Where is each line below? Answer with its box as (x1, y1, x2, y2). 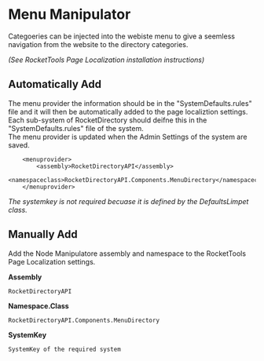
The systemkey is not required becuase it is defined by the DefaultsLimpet (8, 196, 249, 206)
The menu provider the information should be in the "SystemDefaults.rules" (8, 98, 253, 108)
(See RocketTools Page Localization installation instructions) (8, 55, 205, 64)
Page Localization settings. (8, 257, 96, 266)
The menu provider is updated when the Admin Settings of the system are (8, 132, 247, 141)
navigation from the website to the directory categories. (8, 39, 189, 49)
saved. (8, 140, 30, 150)
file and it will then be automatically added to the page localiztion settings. (8, 107, 248, 116)
